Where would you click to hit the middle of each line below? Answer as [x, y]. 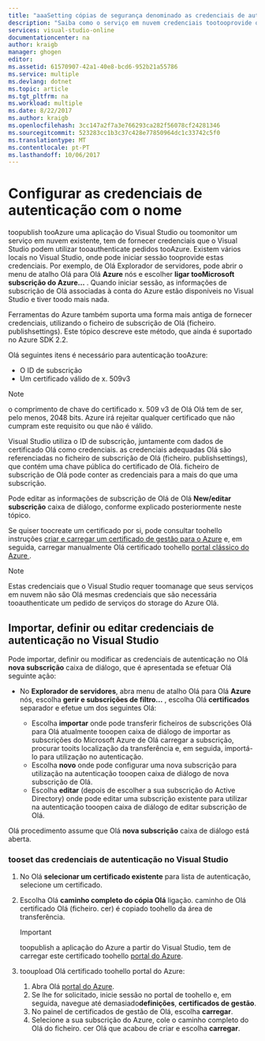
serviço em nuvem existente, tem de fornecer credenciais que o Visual [123, 241]
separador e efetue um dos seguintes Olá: [88, 708]
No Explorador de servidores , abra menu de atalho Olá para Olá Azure [135, 691]
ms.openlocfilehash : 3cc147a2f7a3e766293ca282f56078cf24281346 [114, 125]
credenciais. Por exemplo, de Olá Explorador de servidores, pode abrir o [125, 266]
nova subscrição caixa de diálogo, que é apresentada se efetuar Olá [120, 668]
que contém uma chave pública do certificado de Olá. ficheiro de [114, 467]
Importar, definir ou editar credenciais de [111, 628]
